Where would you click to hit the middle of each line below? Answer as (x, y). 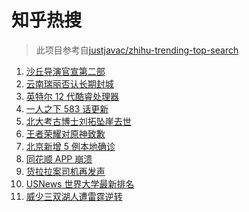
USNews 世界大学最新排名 (80, 183)
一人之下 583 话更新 (67, 108)
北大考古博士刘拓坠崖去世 (78, 121)
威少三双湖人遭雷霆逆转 (74, 196)
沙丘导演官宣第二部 (65, 71)
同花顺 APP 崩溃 (59, 158)
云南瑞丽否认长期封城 (69, 83)
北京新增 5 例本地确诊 (70, 146)
